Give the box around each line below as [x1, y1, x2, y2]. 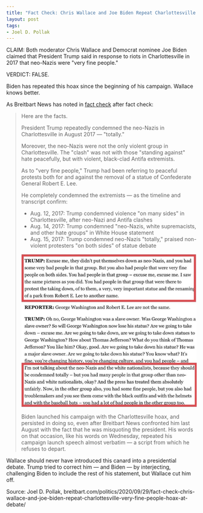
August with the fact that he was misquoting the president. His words [21, 426, 193, 433]
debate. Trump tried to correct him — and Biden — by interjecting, [6, 463, 171, 471]
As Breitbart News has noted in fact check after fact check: [6, 101, 154, 108]
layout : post [6, 16, 39, 22]
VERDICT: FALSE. [6, 71, 50, 78]
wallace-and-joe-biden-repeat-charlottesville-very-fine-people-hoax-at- [6, 494, 188, 502]
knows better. [6, 89, 40, 96]
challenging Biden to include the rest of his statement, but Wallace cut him [6, 470, 192, 477]
